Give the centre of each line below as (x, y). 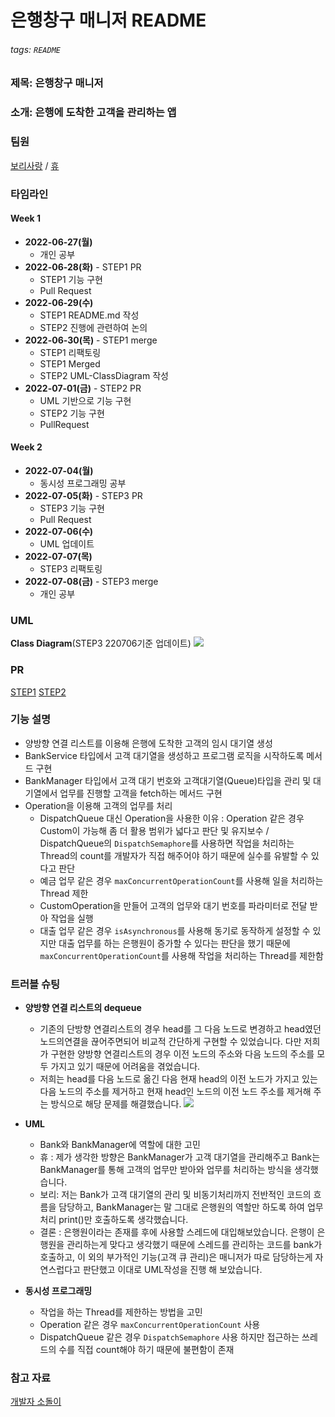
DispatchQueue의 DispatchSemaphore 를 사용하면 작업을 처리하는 (167, 843)
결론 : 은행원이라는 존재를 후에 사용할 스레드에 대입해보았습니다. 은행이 (177, 1232)
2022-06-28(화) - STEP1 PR (83, 267)
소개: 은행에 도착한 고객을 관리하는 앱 (93, 113)
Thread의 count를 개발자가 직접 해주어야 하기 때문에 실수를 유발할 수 (174, 855)
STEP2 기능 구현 (72, 413)
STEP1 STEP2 (38, 692)
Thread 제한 (64, 893)
